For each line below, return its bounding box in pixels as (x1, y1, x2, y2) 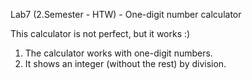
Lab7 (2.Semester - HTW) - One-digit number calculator (10, 9, 242, 20)
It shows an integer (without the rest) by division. (24, 58, 227, 69)
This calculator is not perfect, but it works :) (10, 28, 191, 39)
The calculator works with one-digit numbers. (24, 47, 213, 59)
